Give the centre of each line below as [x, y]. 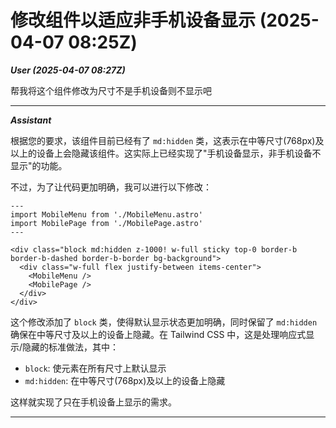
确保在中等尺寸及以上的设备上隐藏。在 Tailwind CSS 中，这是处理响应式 [158, 334]
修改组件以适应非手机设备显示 [133, 20]
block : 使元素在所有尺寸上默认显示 [95, 368]
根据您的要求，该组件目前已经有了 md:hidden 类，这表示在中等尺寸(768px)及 [167, 140]
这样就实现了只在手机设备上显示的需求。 [93, 402]
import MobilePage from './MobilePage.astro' [106, 223]
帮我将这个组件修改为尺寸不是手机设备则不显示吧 [111, 90]
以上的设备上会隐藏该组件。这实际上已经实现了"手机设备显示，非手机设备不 [166, 153]
